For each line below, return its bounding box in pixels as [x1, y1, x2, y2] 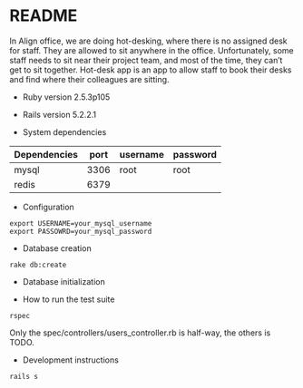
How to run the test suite [22, 294, 115, 305]
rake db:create [9, 260, 67, 269]
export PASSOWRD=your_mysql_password [9, 227, 152, 236]
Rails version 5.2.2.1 [22, 109, 97, 120]
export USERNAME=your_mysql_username [9, 218, 152, 228]
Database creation [22, 242, 93, 254]
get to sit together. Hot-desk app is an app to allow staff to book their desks [9, 64, 292, 75]
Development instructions [22, 354, 120, 365]
